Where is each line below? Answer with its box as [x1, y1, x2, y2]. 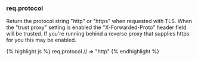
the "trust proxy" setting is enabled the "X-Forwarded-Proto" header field [6, 24, 187, 31]
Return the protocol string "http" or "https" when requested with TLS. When [6, 18, 193, 25]
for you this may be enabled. [6, 37, 76, 44]
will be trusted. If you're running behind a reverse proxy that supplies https [6, 30, 190, 37]
